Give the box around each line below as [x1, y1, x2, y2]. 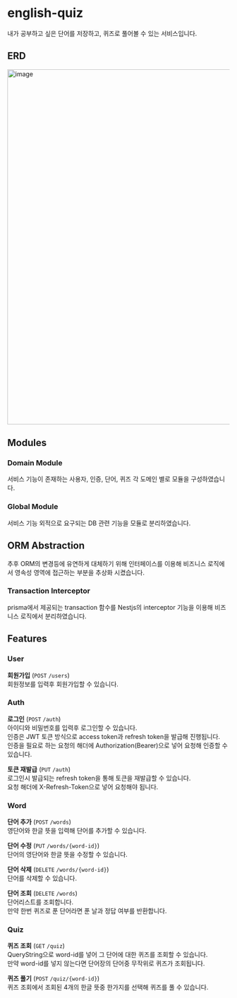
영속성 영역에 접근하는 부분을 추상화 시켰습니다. [14, 568, 145, 577]
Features [7, 633, 47, 645]
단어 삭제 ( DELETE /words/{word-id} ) [7, 865, 109, 874]
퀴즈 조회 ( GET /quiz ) [7, 942, 66, 950]
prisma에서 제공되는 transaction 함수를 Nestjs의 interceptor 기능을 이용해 [7, 603, 214, 611]
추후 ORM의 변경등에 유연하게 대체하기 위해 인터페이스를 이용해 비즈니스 [7, 559, 207, 567]
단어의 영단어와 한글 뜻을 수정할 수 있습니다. [7, 850, 128, 859]
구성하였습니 [190, 475, 226, 483]
